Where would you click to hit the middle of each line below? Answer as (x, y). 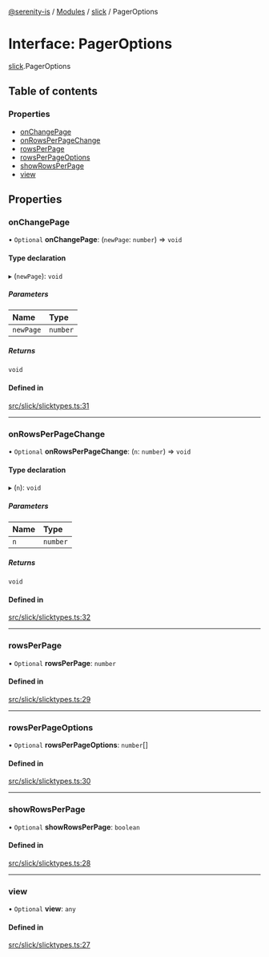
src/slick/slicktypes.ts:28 (50, 863)
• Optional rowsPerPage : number (62, 663)
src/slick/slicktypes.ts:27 (49, 945)
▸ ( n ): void (25, 487)
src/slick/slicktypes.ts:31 (49, 406)
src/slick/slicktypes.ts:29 (50, 699)
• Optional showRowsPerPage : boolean (74, 827)
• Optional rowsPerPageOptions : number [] (78, 745)
